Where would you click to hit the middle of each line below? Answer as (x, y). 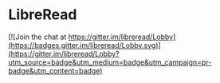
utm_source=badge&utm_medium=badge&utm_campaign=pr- (110, 62)
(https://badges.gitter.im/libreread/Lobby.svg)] (84, 45)
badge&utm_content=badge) (55, 70)
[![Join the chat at (37, 37)
